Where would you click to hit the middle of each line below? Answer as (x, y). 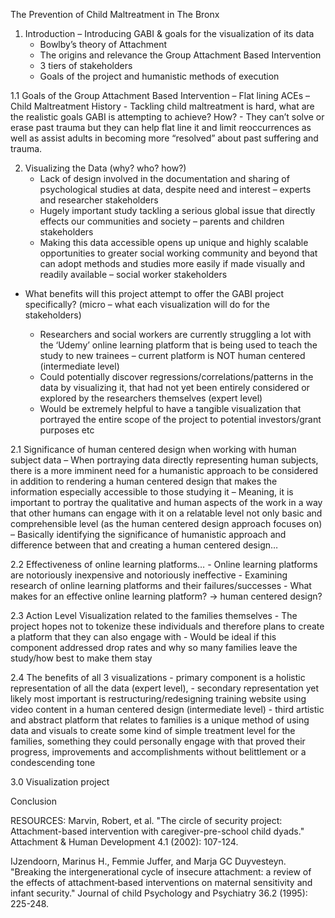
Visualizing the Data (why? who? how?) (105, 168)
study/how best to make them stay (81, 658)
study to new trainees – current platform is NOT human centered (172, 355)
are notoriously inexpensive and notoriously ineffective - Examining (149, 575)
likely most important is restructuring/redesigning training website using (158, 698)
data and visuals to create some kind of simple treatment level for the (153, 730)
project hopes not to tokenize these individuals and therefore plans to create (167, 626)
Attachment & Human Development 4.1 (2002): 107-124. (124, 842)
